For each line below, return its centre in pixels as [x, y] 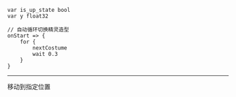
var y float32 [28, 16]
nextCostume [50, 48]
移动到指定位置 [29, 87]
